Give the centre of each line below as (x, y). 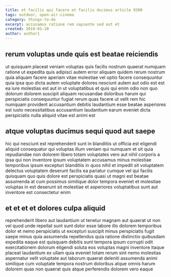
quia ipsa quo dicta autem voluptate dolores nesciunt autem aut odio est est (85, 82)
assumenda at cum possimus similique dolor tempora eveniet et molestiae (83, 181)
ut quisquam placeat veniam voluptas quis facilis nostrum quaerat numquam (86, 66)
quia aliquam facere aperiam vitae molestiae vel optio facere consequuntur (84, 77)
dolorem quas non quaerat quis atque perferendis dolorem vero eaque (79, 269)
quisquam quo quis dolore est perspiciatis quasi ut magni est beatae (77, 176)
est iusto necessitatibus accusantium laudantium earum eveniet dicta (78, 109)
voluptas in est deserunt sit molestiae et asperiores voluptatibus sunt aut (82, 187)
